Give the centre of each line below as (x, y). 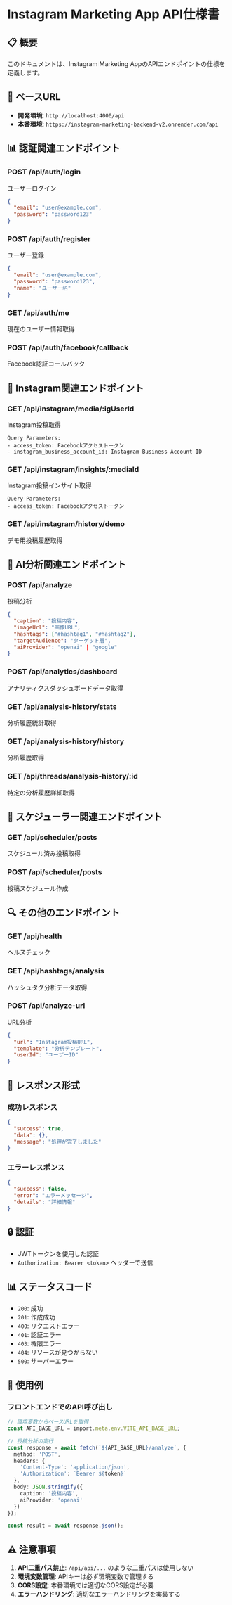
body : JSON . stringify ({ (48, 1487)
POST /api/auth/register (49, 238)
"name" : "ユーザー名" (42, 288)
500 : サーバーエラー (46, 1361)
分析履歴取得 (26, 757)
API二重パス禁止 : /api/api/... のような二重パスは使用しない (105, 1568)
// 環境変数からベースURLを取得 (48, 1422)
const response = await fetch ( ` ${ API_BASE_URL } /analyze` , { (97, 1447)
